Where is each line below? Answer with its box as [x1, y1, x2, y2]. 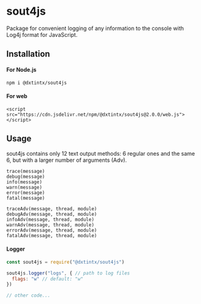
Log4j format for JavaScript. [6, 31, 78, 38]
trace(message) [6, 168, 45, 174]
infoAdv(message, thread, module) [6, 216, 95, 222]
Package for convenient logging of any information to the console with [6, 25, 184, 32]
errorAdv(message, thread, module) [6, 227, 97, 234]
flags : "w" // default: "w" [12, 276, 84, 282]
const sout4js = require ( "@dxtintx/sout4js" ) [6, 259, 124, 265]
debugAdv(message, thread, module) [6, 211, 97, 217]
